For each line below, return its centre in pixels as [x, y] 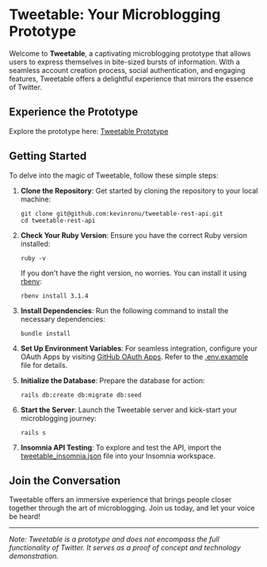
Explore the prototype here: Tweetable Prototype [89, 131]
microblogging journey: [59, 418]
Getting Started [48, 156]
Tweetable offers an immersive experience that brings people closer [120, 500]
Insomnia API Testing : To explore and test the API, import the [121, 447]
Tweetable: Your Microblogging [115, 15]
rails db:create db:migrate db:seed [81, 395]
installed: [35, 243]
